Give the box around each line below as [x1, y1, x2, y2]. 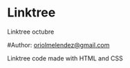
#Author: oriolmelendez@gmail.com [7, 41, 110, 49]
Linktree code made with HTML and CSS [7, 54, 123, 63]
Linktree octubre [7, 27, 55, 36]
